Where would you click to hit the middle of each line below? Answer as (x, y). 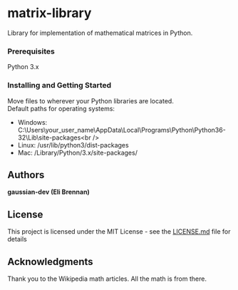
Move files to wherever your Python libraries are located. (91, 100)
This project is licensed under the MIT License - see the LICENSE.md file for (119, 232)
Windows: (32, 122)
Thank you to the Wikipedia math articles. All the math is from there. (107, 279)
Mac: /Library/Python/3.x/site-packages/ (77, 152)
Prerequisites (31, 51)
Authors (26, 175)
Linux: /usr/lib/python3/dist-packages (73, 145)
